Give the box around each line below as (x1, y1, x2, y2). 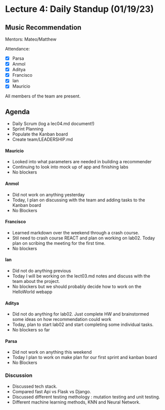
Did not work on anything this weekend (12, 349, 92, 355)
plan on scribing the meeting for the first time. (12, 240, 106, 246)
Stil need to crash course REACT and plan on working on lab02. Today (12, 235, 155, 241)
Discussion (5, 372, 33, 379)
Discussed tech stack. (12, 383, 58, 389)
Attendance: (5, 46, 30, 51)
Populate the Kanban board (12, 131, 68, 137)
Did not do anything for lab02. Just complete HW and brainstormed (12, 311, 149, 317)
